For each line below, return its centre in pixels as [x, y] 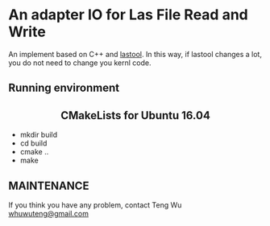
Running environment [64, 88]
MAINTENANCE [49, 185]
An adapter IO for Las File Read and [128, 15]
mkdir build [39, 135]
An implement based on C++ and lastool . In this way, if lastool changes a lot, [135, 54]
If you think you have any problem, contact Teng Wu [95, 205]
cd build [33, 143]
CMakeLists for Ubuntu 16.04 [135, 115]
